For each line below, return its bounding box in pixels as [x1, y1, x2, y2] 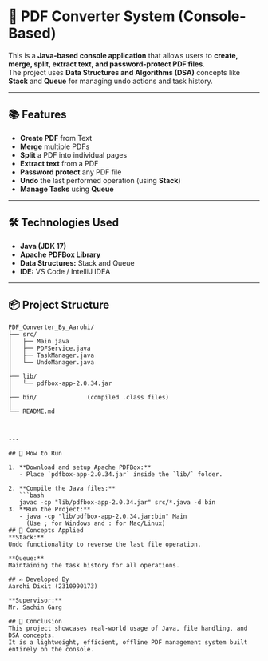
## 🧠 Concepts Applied [8, 527, 84, 535]
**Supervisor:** [8, 596, 62, 605]
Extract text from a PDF [19, 158, 99, 168]
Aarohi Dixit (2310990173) [8, 583, 98, 591]
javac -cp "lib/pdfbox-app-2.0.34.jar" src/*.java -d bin [18, 499, 216, 507]
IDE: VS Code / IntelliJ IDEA [19, 266, 111, 276]
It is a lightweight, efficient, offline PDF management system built [8, 639, 248, 647]
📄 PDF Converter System [8, 7, 175, 26]
